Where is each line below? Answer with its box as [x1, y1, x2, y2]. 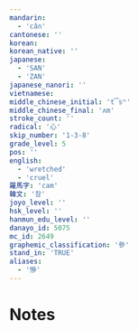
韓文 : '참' [9, 190, 46, 199]
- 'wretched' [17, 165, 67, 174]
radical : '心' [9, 123, 61, 132]
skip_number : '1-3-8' [9, 131, 91, 140]
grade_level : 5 [9, 139, 67, 148]
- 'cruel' [17, 173, 54, 182]
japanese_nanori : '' [9, 80, 87, 90]
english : [9, 156, 42, 165]
